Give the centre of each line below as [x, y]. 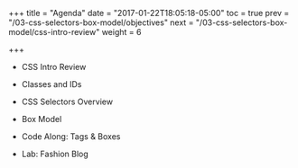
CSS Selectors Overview [67, 102]
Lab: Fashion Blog [55, 154]
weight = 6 [121, 32]
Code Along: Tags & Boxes [71, 137]
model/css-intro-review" [54, 32]
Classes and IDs [51, 84]
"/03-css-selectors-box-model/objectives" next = [101, 22]
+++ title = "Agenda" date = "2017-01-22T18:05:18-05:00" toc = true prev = [149, 13]
